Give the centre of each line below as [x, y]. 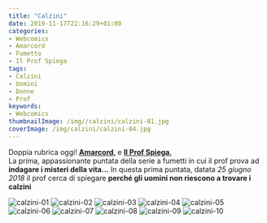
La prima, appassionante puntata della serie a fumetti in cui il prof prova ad [134, 161]
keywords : [25, 106]
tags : [18, 69]
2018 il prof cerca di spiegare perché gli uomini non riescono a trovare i [130, 178]
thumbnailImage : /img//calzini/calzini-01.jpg [89, 122]
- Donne [22, 91]
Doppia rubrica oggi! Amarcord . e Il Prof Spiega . [90, 152]
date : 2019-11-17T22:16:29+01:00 [65, 24]
